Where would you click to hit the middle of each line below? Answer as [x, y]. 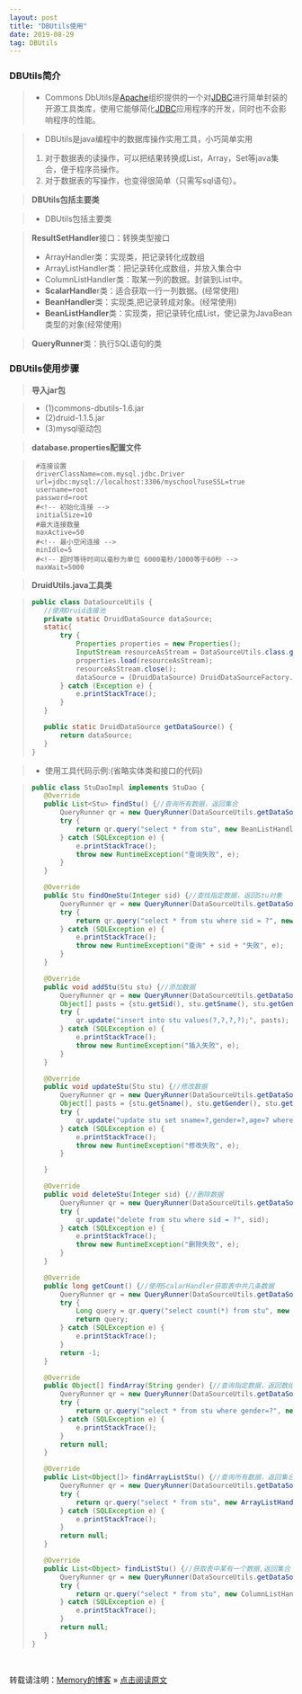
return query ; [102, 1320]
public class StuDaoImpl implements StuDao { [118, 788]
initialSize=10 [64, 515]
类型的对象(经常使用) [83, 324]
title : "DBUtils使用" [49, 26]
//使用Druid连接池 [75, 611]
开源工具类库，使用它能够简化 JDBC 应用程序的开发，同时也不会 [162, 108]
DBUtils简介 [35, 76]
